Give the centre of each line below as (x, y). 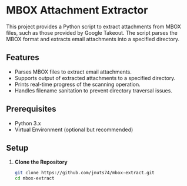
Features (23, 57)
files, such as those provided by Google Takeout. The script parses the (92, 32)
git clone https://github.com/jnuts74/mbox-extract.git (84, 173)
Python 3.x (28, 123)
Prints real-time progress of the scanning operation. (77, 84)
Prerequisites (31, 109)
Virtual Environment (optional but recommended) (74, 129)
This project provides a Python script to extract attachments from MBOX (93, 26)
